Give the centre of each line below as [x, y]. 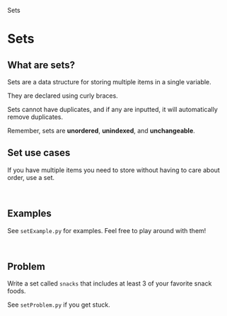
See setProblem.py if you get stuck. [59, 305]
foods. [17, 291]
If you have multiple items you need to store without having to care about [114, 170]
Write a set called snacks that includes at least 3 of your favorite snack [110, 283]
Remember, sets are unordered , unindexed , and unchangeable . [101, 131]
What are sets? [41, 65]
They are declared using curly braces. [63, 96]
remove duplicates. [35, 117]
